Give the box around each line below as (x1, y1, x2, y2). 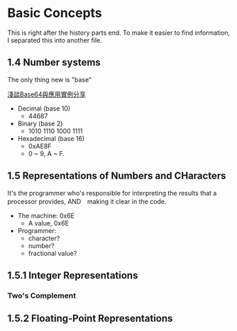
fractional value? (28, 249, 77, 257)
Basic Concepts (7, 5, 103, 21)
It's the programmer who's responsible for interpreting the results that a (7, 189, 217, 197)
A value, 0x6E (28, 218, 70, 228)
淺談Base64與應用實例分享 (7, 90, 87, 99)
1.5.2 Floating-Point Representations (7, 313, 173, 325)
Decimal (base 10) (17, 104, 71, 113)
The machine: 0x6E (17, 211, 75, 220)
